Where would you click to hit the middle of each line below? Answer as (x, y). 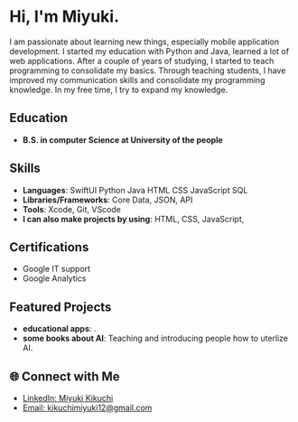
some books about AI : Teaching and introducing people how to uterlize (155, 338)
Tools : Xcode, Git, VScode (72, 209)
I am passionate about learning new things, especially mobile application (144, 42)
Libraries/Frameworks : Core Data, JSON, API (107, 200)
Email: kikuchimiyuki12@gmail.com (87, 408)
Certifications (49, 247)
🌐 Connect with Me (65, 376)
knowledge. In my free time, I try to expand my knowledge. (119, 89)
